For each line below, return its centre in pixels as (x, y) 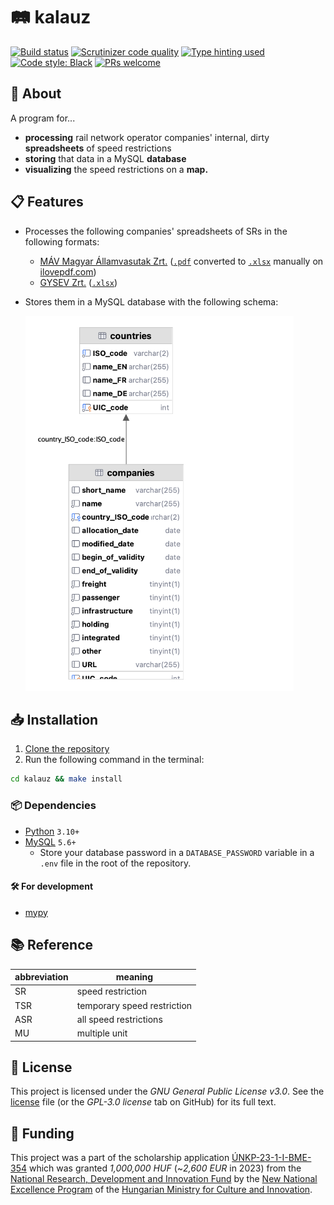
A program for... (43, 118)
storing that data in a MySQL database (105, 158)
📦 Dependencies (53, 806)
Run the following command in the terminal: (114, 760)
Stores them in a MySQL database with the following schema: (151, 301)
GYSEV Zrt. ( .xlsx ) (78, 282)
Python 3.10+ (52, 831)
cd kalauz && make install (66, 779)
